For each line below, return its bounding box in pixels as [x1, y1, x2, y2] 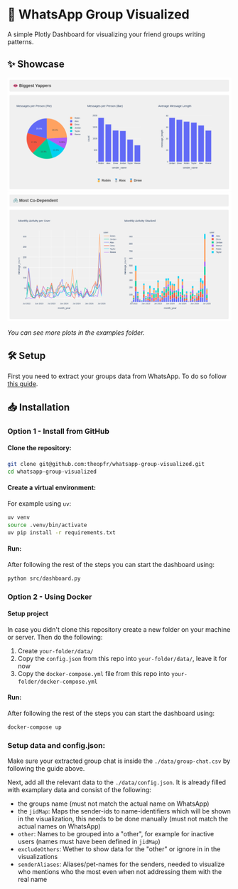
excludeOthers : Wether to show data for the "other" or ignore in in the [17, 845, 221, 853]
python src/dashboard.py [7, 575, 81, 582]
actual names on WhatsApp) [17, 822, 101, 831]
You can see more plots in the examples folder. [7, 328, 145, 337]
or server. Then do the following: [7, 633, 103, 641]
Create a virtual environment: [7, 484, 96, 492]
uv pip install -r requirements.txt [7, 529, 116, 536]
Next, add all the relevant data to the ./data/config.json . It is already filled [7, 778, 226, 786]
